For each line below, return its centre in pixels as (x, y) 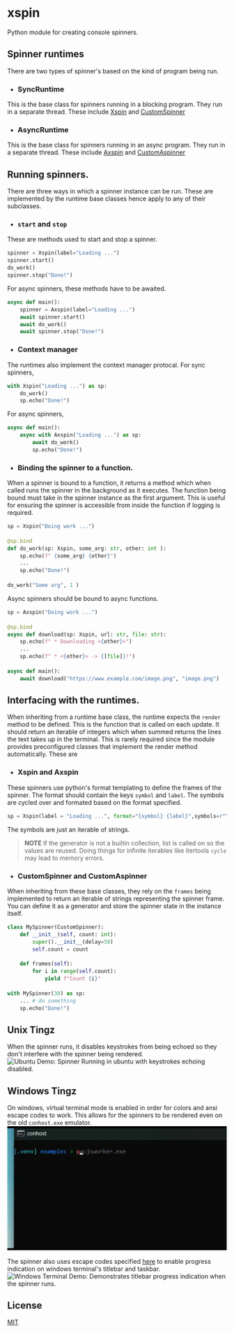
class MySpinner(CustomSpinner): (56, 927)
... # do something (48, 1000)
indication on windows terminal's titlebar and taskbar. (84, 1269)
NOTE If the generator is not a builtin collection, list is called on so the (124, 843)
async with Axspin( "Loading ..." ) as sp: (80, 435)
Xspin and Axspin (48, 772)
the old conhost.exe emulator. (49, 1123)
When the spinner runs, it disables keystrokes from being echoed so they (112, 1047)
